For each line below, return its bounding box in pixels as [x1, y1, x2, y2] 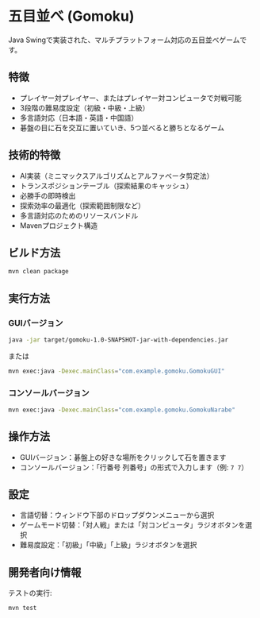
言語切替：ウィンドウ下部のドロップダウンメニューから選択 [19, 510, 215, 520]
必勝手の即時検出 [19, 191, 76, 200]
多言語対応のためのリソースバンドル [19, 211, 139, 220]
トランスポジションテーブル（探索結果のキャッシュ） [19, 180, 193, 191]
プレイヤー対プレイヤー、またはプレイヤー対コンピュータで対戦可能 [19, 93, 242, 102]
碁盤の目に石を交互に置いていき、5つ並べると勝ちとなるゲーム [19, 122, 224, 132]
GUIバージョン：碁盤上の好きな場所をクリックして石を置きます [19, 452, 227, 462]
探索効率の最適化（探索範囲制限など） [19, 200, 145, 211]
